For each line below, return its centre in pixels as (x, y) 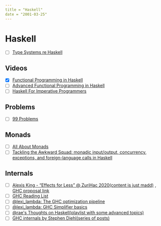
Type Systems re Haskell (37, 52)
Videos (16, 68)
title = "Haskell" (24, 10)
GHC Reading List (30, 196)
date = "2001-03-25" (26, 14)
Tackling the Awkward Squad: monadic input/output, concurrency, (79, 152)
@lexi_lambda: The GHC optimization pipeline (59, 202)
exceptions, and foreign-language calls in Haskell (62, 158)
